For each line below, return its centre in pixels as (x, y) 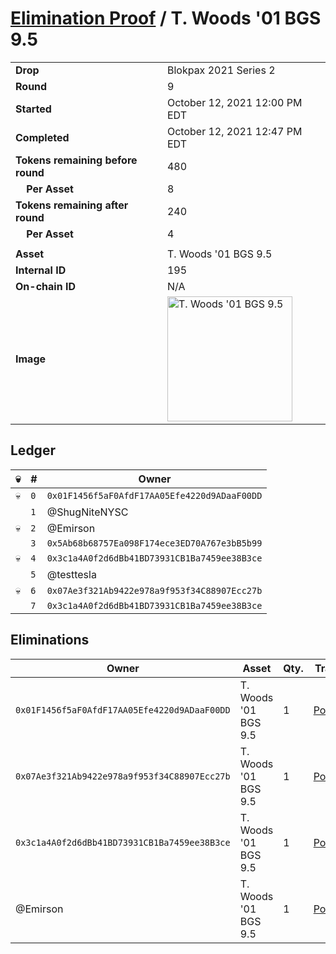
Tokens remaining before (76, 160)
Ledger (33, 450)
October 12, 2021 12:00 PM (234, 102)
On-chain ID (45, 286)
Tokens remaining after (72, 205)
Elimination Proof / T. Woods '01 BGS (166, 18)
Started (33, 109)
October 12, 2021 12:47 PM (234, 131)
